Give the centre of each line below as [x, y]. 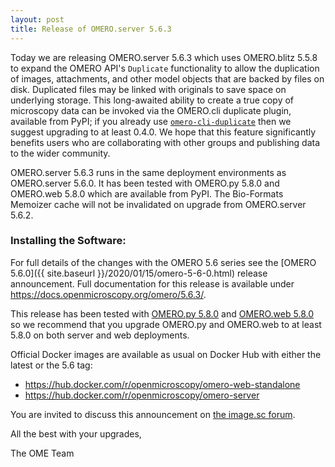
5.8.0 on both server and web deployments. [100, 335]
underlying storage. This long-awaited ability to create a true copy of [152, 100]
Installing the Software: [68, 241]
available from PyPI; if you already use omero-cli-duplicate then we [151, 121]
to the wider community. [60, 153]
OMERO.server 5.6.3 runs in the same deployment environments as [148, 172]
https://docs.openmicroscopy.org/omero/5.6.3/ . [108, 294]
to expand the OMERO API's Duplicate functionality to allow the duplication [165, 68]
